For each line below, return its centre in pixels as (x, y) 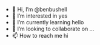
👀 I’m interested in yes (40, 16)
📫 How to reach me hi (40, 36)
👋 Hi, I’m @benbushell (39, 9)
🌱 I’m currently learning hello (48, 22)
